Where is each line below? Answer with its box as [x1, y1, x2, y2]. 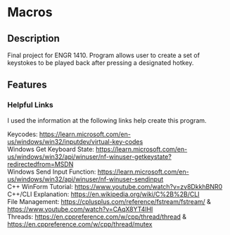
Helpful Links [7, 100, 54, 110]
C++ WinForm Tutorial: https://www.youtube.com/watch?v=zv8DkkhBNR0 [7, 182, 223, 191]
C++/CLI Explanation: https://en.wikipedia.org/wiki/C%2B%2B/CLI [7, 190, 200, 198]
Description [7, 32, 60, 44]
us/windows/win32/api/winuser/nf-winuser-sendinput [7, 174, 164, 183]
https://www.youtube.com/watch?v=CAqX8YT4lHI [7, 205, 153, 213]
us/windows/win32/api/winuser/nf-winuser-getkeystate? [7, 152, 172, 161]
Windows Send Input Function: [7, 167, 96, 176]
